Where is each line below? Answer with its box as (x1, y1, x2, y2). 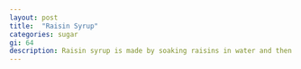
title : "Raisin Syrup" (9, 22, 99, 30)
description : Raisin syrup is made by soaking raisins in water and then (9, 47, 293, 56)
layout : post (9, 13, 59, 22)
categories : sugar (9, 30, 78, 39)
